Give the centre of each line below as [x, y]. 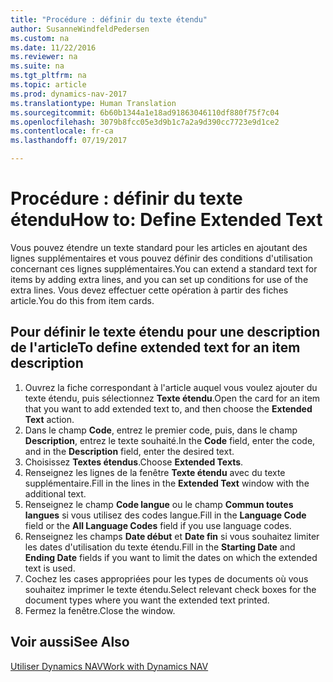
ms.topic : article [48, 85]
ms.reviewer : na [44, 57]
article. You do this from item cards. [82, 300]
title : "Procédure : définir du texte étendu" [109, 19]
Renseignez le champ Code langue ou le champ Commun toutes [159, 504]
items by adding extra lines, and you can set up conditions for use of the [159, 279]
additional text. [55, 493]
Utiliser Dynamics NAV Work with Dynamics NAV [109, 666]
